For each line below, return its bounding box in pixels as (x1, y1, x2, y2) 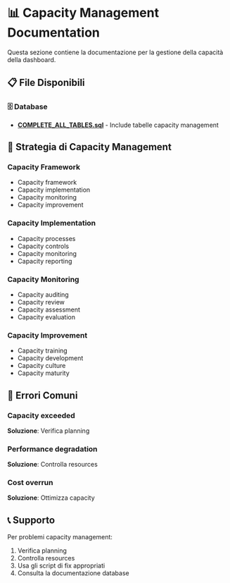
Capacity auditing (17, 290, 69, 299)
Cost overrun (7, 478, 53, 488)
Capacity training (17, 346, 68, 355)
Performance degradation (7, 444, 98, 454)
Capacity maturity (17, 369, 70, 377)
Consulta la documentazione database (17, 569, 129, 577)
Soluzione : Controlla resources (7, 460, 98, 469)
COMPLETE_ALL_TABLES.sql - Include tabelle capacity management (17, 121, 219, 129)
